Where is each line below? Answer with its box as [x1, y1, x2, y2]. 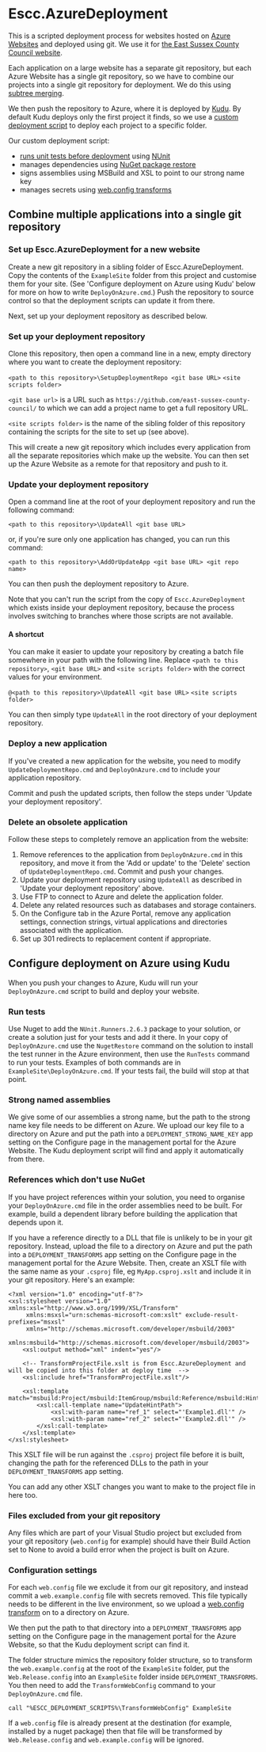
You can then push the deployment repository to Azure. [8, 579, 189, 588]
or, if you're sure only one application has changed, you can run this [8, 535, 230, 544]
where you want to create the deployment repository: [8, 357, 182, 367]
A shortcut [8, 629, 44, 638]
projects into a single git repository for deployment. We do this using [8, 80, 232, 90]
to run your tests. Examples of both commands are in [8, 1058, 181, 1068]
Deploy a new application [8, 738, 108, 749]
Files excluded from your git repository [8, 1510, 161, 1521]
